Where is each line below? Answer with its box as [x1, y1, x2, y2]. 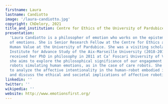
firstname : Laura [5, 7, 41, 12]
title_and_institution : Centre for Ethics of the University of [5, 26, 142, 31]
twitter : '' [5, 81, 30, 86]
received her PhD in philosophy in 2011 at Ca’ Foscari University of [9, 53, 160, 59]
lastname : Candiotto [5, 12, 48, 17]
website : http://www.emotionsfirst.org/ [5, 91, 91, 96]
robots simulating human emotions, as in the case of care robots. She [9, 63, 162, 68]
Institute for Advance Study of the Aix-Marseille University [9, 49, 142, 54]
